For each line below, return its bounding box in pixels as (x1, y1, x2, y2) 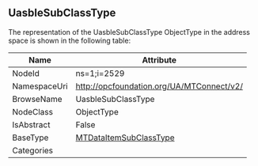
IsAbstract (12, 119, 51, 130)
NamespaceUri (12, 81, 69, 92)
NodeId (12, 67, 40, 78)
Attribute (142, 55, 176, 66)
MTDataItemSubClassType (75, 132, 175, 143)
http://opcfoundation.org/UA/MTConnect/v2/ (75, 81, 244, 92)
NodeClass (12, 106, 54, 117)
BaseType (12, 132, 49, 143)
